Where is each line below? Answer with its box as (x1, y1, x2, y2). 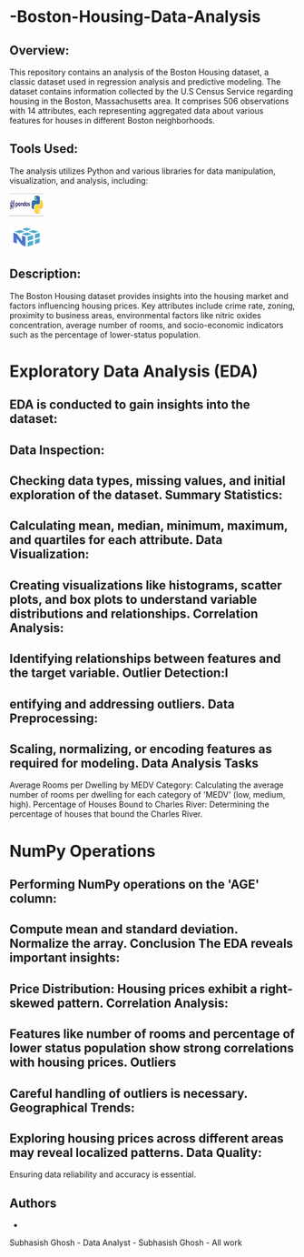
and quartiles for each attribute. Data (9, 532, 223, 548)
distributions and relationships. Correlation (9, 606, 259, 621)
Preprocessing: (9, 710, 98, 726)
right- (260, 980, 293, 997)
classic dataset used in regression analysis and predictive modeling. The (9, 76, 281, 87)
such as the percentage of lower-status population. (9, 329, 201, 340)
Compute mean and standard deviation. (9, 921, 239, 938)
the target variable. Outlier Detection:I (9, 666, 229, 681)
